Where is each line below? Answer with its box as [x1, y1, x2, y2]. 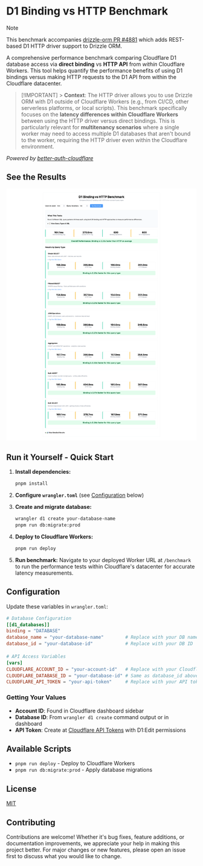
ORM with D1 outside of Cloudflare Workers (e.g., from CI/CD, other [21, 98, 189, 105]
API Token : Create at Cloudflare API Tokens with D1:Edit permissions [14, 726, 186, 734]
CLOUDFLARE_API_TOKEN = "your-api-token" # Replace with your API [6, 679, 188, 685]
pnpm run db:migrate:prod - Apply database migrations [14, 766, 153, 774]
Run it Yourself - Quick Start [6, 452, 114, 462]
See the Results [6, 172, 66, 183]
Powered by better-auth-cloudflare [6, 154, 94, 161]
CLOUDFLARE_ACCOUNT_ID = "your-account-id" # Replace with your [6, 666, 177, 672]
